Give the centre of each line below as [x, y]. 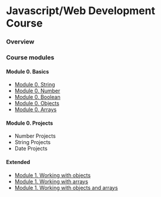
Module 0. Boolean [37, 97]
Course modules [30, 58]
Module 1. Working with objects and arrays [66, 188]
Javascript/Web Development [81, 11]
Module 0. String [35, 85]
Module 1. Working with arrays [51, 181]
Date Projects [31, 149]
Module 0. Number [37, 91]
